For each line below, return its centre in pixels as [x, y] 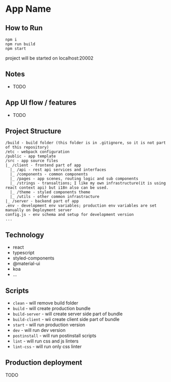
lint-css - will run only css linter [47, 347]
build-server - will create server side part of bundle [68, 314]
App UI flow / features [41, 103]
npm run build [20, 44]
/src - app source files [32, 161]
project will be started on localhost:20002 [49, 58]
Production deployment [44, 363]
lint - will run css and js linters [46, 341]
